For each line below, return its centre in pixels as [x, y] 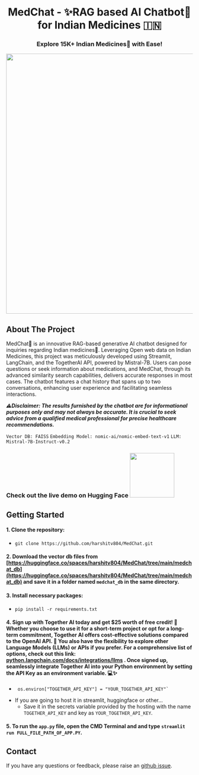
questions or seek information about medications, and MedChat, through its [98, 369]
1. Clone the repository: [36, 530]
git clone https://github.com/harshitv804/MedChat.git [84, 543]
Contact [21, 751]
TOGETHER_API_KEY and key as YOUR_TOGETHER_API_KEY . [88, 713]
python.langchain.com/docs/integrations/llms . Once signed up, [87, 660]
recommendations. [30, 425]
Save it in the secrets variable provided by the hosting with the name [107, 706]
